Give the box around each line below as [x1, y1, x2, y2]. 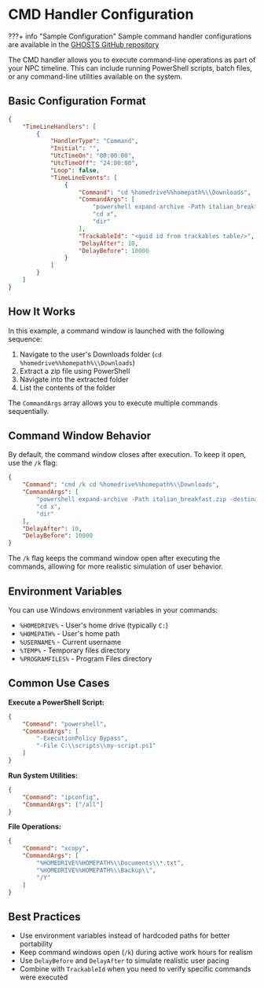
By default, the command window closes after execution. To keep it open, [8, 450, 246, 459]
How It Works [8, 305, 76, 319]
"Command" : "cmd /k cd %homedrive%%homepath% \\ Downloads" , [22, 481, 220, 489]
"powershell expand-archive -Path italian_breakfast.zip [36, 496, 226, 503]
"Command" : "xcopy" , [22, 844, 90, 853]
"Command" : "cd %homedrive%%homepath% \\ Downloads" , [78, 188, 251, 196]
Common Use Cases [8, 677, 110, 690]
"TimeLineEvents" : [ [49, 174, 118, 181]
